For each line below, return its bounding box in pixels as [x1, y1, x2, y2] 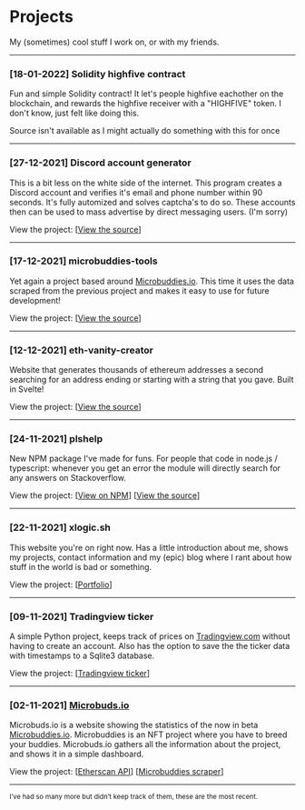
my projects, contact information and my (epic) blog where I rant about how [9, 552, 292, 563]
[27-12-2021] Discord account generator [9, 156, 192, 169]
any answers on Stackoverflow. [9, 473, 127, 484]
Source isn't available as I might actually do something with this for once [9, 125, 280, 136]
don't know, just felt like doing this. [9, 107, 140, 119]
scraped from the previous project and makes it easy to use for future [9, 285, 270, 296]
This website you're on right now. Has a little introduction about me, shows [9, 542, 289, 553]
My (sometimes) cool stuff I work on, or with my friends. [9, 36, 220, 47]
